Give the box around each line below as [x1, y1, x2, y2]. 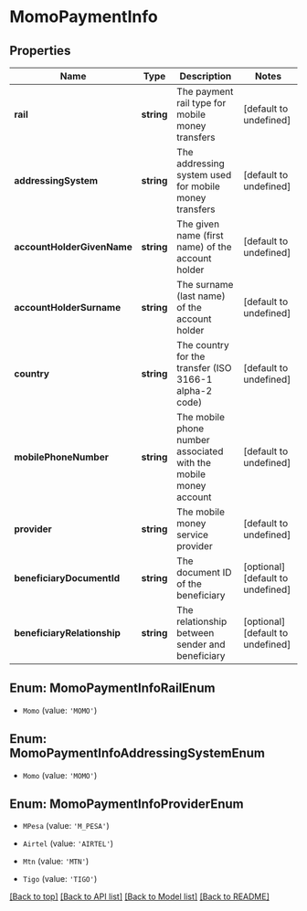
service [176, 528, 208, 541]
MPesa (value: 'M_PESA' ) [22, 821, 110, 832]
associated [176, 445, 224, 458]
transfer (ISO [176, 362, 232, 374]
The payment [176, 85, 234, 98]
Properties [9, 43, 71, 58]
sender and [176, 638, 226, 651]
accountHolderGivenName [14, 240, 132, 253]
